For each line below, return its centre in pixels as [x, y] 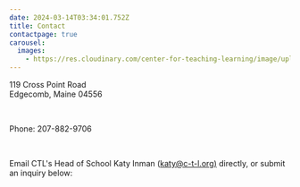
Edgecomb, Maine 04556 [56, 94]
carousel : [28, 42]
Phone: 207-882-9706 [50, 129]
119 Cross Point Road [48, 85]
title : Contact [37, 26]
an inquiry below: [41, 173]
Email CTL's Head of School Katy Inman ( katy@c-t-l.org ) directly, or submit [147, 163]
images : [32, 51]
